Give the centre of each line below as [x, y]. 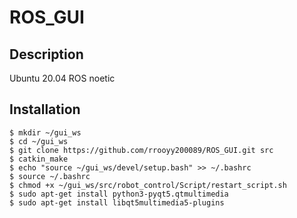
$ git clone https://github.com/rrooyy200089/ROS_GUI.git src [141, 150]
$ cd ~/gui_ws [39, 141]
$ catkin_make [39, 159]
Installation [45, 109]
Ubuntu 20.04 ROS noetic [62, 78]
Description [46, 54]
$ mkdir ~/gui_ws [45, 132]
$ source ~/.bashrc [50, 176]
